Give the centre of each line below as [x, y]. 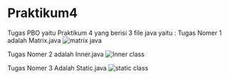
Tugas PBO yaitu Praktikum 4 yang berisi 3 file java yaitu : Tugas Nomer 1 [114, 33]
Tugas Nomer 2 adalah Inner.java [56, 54]
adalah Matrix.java [34, 40]
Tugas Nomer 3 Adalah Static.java [57, 68]
